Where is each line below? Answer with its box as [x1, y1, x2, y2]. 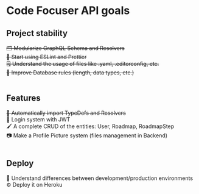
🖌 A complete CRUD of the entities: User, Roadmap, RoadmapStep [6, 123, 175, 130]
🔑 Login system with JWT [6, 115, 71, 123]
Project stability [6, 28, 68, 38]
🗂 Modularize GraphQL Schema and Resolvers [6, 45, 125, 52]
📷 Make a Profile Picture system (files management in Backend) [6, 132, 168, 139]
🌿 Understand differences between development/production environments [6, 174, 194, 182]
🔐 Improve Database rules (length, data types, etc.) [6, 69, 134, 76]
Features [6, 93, 41, 104]
